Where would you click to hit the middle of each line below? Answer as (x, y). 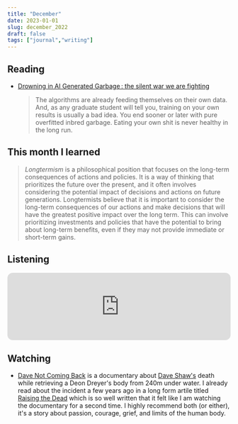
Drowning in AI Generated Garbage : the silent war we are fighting (114, 86)
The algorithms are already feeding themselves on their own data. (131, 99)
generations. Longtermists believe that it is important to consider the (124, 199)
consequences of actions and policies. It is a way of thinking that (119, 177)
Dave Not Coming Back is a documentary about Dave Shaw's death (116, 376)
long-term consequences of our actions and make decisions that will (125, 207)
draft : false (27, 34)
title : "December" (34, 14)
